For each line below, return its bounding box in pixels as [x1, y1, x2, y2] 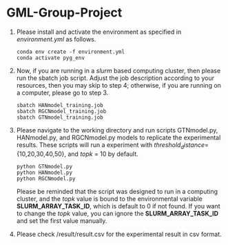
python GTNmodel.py [16, 163, 73, 170]
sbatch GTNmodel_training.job [16, 114, 104, 121]
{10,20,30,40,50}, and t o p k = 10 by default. [16, 150, 138, 158]
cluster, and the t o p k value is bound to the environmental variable [16, 195, 203, 203]
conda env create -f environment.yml [16, 48, 125, 55]
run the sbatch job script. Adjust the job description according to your [16, 74, 215, 82]
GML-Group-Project [6, 5, 123, 21]
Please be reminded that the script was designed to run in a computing [16, 187, 218, 195]
